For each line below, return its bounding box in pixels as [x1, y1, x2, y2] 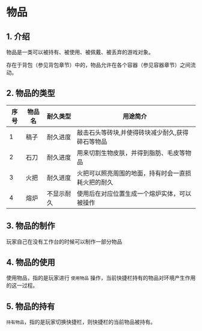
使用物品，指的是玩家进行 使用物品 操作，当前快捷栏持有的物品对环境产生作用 [6, 274, 196, 282]
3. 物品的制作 [6, 221, 55, 231]
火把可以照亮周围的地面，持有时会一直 [77, 169, 186, 177]
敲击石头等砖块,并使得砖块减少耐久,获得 [77, 128, 189, 136]
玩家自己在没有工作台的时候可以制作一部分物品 [6, 238, 122, 245]
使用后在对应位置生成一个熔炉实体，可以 [77, 189, 192, 198]
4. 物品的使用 [6, 257, 55, 268]
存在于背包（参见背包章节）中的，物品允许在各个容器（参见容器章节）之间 [6, 61, 191, 68]
